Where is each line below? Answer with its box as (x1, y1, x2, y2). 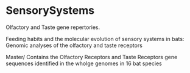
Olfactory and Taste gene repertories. (5, 24, 100, 31)
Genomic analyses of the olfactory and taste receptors (5, 42, 142, 49)
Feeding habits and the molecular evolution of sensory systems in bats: (5, 35, 185, 42)
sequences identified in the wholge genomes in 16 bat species (5, 60, 162, 67)
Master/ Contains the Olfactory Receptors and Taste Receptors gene (5, 53, 178, 60)
